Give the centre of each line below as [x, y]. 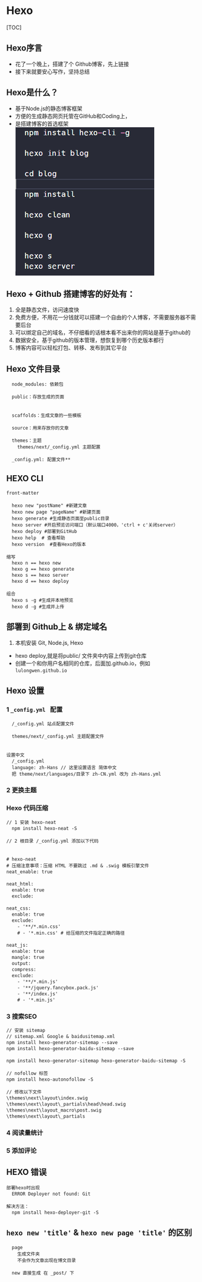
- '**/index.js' [38, 994]
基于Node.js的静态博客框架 [49, 108]
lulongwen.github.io [41, 671]
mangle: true [28, 957]
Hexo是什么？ [32, 93]
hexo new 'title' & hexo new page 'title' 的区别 [99, 1233]
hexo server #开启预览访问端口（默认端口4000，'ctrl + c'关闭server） [95, 525]
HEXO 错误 [26, 1172]
